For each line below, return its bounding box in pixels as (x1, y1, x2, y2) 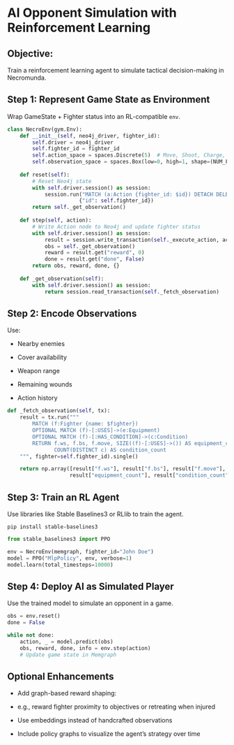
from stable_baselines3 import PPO (7, 535, 111, 542)
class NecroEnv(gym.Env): (7, 126, 82, 133)
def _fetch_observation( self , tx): (7, 407, 111, 414)
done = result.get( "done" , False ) (44, 256, 145, 263)
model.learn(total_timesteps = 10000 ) (7, 561, 114, 568)
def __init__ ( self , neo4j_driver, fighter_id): (19, 132, 160, 139)
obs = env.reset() (7, 613, 61, 620)
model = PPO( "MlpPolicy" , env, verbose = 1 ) (7, 554, 132, 562)
